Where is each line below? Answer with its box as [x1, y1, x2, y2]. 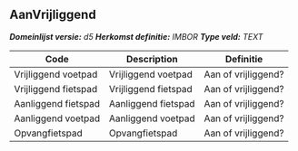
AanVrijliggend [9, 7, 97, 23]
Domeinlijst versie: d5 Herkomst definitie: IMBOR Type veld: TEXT [9, 31, 263, 42]
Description [125, 52, 179, 65]
